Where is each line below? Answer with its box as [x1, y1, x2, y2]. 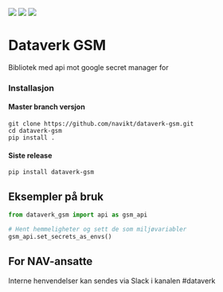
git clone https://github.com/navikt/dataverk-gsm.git [8, 120, 194, 128]
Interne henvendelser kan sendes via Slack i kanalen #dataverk [8, 275, 216, 286]
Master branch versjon [8, 102, 85, 111]
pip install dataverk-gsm [8, 168, 94, 177]
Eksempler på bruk [8, 189, 104, 203]
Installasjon [8, 82, 54, 93]
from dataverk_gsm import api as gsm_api [8, 211, 148, 219]
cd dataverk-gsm [8, 127, 62, 135]
